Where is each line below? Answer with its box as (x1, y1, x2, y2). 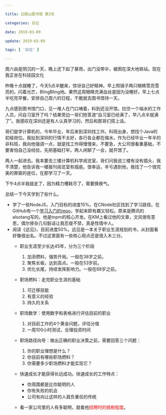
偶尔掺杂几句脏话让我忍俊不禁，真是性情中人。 (21, 220, 117, 226)
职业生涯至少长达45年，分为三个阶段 (19, 243, 95, 249)
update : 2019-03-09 (5, 38, 45, 44)
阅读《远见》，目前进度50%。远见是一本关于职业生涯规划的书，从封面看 (12, 227, 159, 233)
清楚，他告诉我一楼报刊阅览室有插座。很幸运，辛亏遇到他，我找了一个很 (9, 164, 157, 170)
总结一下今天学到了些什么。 (5, 191, 62, 197)
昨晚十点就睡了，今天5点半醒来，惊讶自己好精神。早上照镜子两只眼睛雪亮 (5, 83, 155, 89)
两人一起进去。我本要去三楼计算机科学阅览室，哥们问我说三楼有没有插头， (5, 158, 157, 164)
